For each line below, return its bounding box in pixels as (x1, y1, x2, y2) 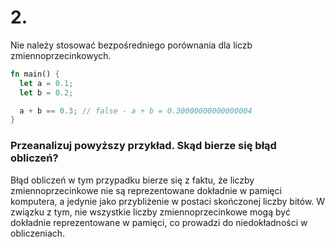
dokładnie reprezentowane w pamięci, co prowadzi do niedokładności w (10, 216, 308, 228)
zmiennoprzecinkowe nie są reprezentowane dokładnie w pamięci (10, 184, 282, 196)
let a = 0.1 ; (19, 78, 74, 88)
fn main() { (10, 69, 60, 79)
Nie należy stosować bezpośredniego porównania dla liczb (10, 39, 253, 51)
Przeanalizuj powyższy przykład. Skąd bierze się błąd (10, 139, 277, 153)
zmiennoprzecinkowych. (10, 49, 112, 61)
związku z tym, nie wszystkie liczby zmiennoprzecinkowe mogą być (10, 206, 291, 218)
